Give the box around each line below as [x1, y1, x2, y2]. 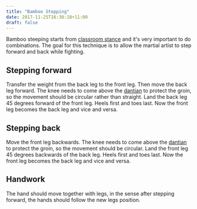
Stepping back [6, 123, 61, 133]
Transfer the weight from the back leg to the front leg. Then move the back [6, 81, 188, 88]
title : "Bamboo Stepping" [6, 8, 69, 15]
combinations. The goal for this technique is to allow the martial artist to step [6, 42, 192, 49]
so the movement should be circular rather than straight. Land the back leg [6, 94, 188, 101]
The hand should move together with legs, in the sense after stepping [6, 190, 175, 197]
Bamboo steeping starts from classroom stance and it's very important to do [6, 36, 191, 43]
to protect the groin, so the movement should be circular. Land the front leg [6, 145, 188, 152]
